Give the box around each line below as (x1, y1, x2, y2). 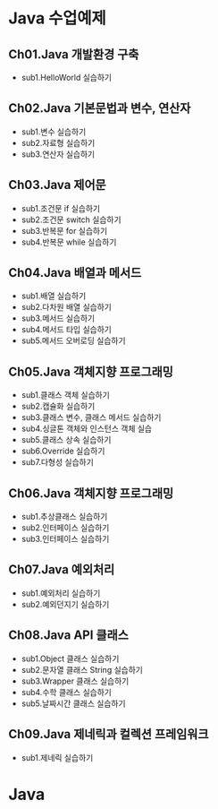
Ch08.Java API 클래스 (8, 628, 129, 643)
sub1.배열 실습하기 (21, 290, 87, 301)
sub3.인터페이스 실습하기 (21, 534, 110, 545)
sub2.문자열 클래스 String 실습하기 (21, 664, 144, 675)
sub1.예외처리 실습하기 (21, 588, 101, 598)
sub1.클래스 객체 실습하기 (21, 390, 111, 400)
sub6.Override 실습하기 (21, 445, 105, 457)
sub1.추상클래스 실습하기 (21, 512, 108, 522)
